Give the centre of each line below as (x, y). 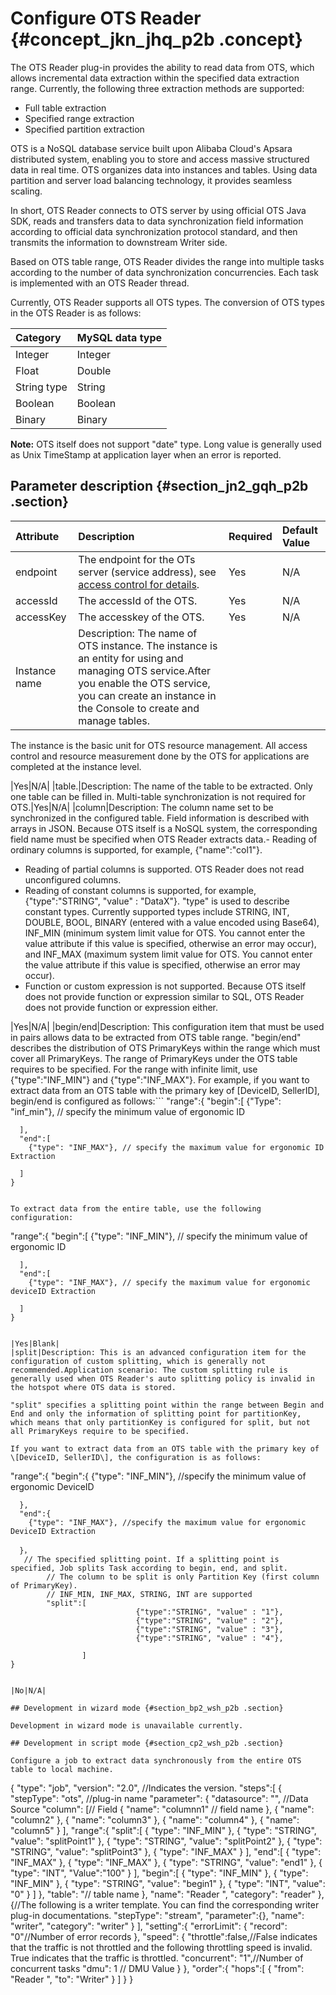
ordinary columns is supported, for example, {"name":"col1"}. (136, 849)
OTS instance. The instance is (148, 645)
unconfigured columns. (73, 879)
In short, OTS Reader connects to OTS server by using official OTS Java (158, 210)
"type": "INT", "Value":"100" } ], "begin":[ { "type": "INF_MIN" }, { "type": (159, 1873)
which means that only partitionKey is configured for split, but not (160, 1422)
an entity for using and (131, 658)
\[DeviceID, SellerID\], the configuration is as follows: (136, 1457)
